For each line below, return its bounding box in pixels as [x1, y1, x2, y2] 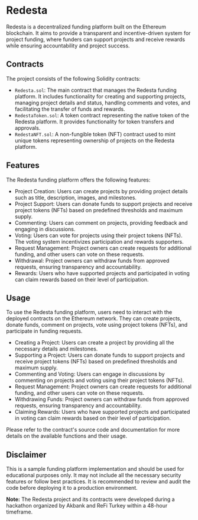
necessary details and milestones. [14, 345, 98, 353]
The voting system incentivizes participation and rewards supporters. [14, 238, 184, 245]
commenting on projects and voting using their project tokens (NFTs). [14, 377, 184, 384]
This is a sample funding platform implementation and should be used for [6, 465, 184, 473]
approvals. [14, 124, 41, 131]
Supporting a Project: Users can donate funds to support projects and [14, 352, 185, 359]
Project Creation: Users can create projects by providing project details [14, 187, 188, 194]
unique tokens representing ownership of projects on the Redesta [14, 137, 175, 144]
